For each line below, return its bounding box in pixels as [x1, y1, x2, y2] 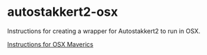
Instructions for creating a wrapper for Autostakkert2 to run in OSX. [7, 27, 201, 35]
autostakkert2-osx [7, 4, 118, 20]
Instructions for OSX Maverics [7, 40, 94, 48]
